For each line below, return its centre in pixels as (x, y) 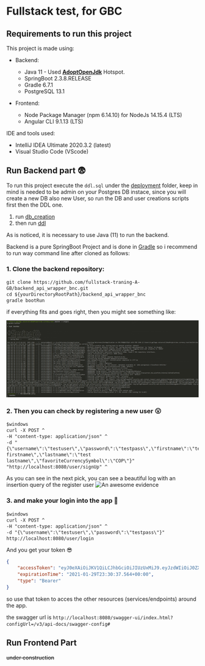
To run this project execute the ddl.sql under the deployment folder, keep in (102, 185)
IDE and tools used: (31, 133)
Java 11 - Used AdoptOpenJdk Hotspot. (74, 72)
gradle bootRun (26, 301)
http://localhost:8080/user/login (50, 538)
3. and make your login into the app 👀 (62, 501)
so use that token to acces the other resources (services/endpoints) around (101, 599)
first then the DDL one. (35, 205)
